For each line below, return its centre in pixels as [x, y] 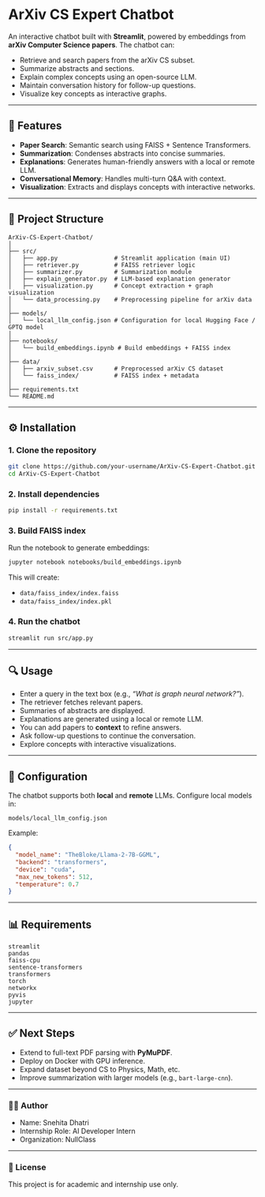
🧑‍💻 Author [28, 1105]
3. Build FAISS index [47, 531]
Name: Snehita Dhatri [54, 1123]
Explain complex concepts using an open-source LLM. [108, 77]
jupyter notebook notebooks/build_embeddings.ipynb [95, 562]
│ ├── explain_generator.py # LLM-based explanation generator [119, 279]
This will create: [34, 577]
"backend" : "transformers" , [62, 862]
